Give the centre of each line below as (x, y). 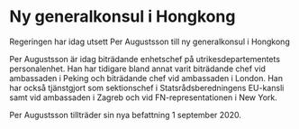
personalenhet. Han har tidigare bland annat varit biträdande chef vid (137, 69)
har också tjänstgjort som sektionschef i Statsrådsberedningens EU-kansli (147, 88)
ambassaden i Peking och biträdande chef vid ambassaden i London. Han (146, 78)
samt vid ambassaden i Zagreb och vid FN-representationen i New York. (143, 97)
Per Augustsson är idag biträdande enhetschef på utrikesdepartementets (145, 59)
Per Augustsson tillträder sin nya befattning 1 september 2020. (125, 115)
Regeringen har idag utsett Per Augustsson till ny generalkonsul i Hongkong (149, 41)
